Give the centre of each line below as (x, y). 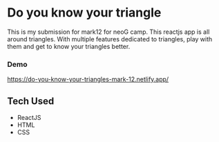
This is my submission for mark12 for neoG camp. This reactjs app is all (108, 32)
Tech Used (31, 101)
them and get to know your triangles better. (69, 46)
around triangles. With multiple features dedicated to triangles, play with (110, 39)
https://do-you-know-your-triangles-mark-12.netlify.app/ (88, 79)
